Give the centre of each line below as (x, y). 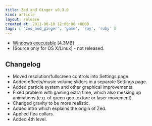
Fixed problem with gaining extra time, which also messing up (77, 92)
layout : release (22, 19)
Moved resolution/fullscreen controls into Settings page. (71, 76)
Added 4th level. (30, 119)
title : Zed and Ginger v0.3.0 (37, 10)
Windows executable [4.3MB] (43, 43)
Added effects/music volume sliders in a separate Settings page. (80, 82)
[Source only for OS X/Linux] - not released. (58, 48)
